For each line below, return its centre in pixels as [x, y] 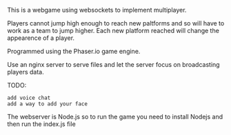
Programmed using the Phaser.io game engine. [74, 51]
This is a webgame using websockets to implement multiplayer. [97, 10]
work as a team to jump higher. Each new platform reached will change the [113, 31]
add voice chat [29, 98]
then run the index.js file [41, 124]
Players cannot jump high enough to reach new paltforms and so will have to [116, 23]
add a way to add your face [48, 104]
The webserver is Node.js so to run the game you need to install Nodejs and [115, 117]
